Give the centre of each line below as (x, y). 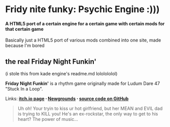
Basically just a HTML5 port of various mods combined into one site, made (83, 40)
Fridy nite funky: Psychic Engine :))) (82, 9)
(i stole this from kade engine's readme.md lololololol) (61, 74)
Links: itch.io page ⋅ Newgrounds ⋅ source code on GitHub (67, 99)
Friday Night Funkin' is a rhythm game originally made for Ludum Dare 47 (83, 83)
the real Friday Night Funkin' (51, 61)
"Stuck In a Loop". (24, 89)
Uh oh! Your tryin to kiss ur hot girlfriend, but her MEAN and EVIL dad (90, 109)
